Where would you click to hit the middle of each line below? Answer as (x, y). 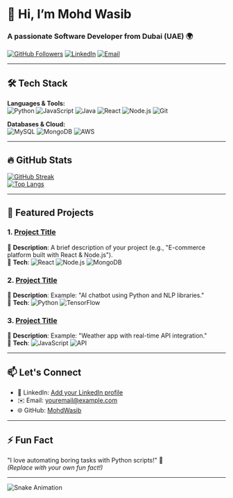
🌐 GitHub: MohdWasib (49, 410)
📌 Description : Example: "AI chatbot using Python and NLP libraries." (106, 295)
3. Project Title (32, 321)
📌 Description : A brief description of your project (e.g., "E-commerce (106, 247)
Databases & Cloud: (36, 124)
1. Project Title (32, 232)
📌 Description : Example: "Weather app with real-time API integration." (107, 335)
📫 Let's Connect (44, 372)
